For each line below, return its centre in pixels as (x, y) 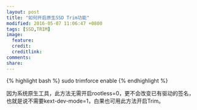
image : (15, 35)
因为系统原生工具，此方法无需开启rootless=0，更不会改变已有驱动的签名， (100, 93)
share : (15, 63)
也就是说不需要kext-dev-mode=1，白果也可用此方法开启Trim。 (85, 101)
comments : (19, 57)
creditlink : (27, 52)
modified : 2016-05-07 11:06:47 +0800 (54, 23)
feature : (23, 40)
